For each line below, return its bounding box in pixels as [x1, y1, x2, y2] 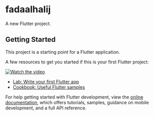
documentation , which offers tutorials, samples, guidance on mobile [5, 99, 149, 105]
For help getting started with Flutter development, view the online [5, 94, 144, 100]
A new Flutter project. [5, 20, 51, 27]
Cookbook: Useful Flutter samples [12, 84, 85, 90]
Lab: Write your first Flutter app [12, 78, 80, 85]
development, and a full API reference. [5, 105, 87, 111]
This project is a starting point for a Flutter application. [5, 49, 120, 55]
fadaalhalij [5, 4, 51, 15]
